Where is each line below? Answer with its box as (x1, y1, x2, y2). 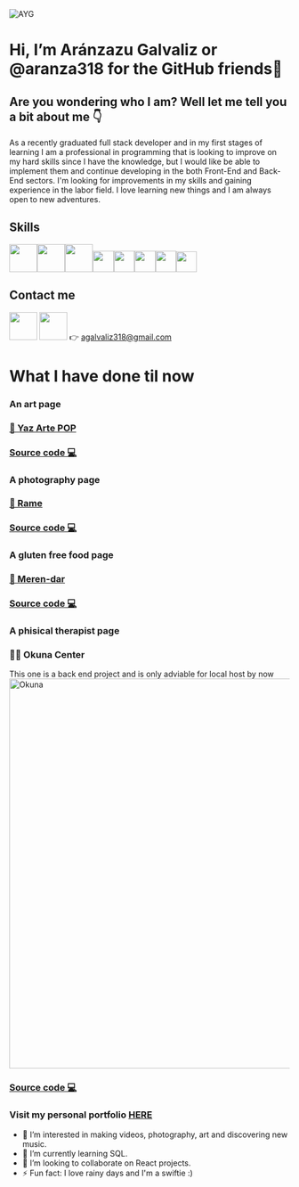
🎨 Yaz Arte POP (9, 422, 77, 434)
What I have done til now (9, 365, 195, 386)
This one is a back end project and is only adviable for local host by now (9, 668, 274, 680)
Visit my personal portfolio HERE (9, 1109, 153, 1121)
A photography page (9, 473, 101, 486)
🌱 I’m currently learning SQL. (21, 1148, 128, 1158)
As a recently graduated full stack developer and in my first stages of (9, 137, 263, 148)
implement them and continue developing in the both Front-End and (9, 166, 258, 176)
